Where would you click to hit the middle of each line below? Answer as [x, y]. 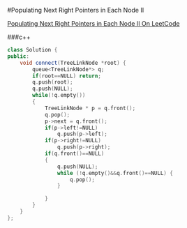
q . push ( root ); [53, 82]
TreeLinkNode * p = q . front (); [90, 108]
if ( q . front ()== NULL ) [74, 153]
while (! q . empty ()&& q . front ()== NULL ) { [115, 173]
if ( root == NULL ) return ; [67, 76]
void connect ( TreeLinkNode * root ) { [73, 63]
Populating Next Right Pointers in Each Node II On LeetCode [93, 23]
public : [18, 56]
